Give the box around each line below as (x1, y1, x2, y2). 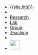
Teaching (9, 30, 29, 35)
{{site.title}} (9, 4, 33, 10)
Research (9, 14, 29, 20)
